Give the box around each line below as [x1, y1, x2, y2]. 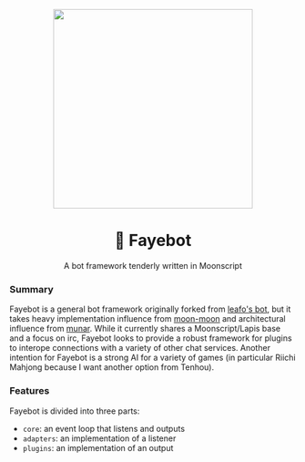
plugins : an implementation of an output [22, 442, 174, 453]
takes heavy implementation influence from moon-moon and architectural [9, 313, 286, 324]
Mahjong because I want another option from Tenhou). [9, 362, 215, 373]
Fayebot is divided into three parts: [9, 406, 140, 416]
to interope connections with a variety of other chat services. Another [9, 343, 271, 354]
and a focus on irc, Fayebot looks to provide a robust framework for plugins [9, 333, 293, 344]
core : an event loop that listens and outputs [22, 423, 185, 434]
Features [9, 385, 50, 397]
